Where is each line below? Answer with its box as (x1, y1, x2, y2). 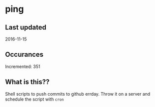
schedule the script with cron (5, 96, 64, 102)
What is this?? (5, 78, 50, 86)
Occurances (5, 50, 44, 59)
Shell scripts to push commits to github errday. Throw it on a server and (5, 91, 151, 97)
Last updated (5, 23, 47, 32)
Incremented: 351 (5, 63, 40, 70)
